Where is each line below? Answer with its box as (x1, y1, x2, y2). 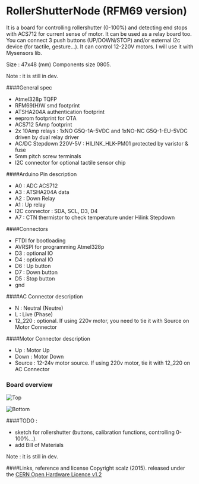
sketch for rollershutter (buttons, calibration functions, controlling (14, 428, 175, 436)
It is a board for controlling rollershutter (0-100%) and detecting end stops (6, 24, 188, 31)
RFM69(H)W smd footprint (14, 101, 80, 109)
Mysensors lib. (6, 49, 43, 56)
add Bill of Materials (14, 442, 64, 449)
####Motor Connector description (6, 335, 91, 342)
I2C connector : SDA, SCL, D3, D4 (14, 207, 98, 214)
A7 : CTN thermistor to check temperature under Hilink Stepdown (14, 214, 175, 221)
